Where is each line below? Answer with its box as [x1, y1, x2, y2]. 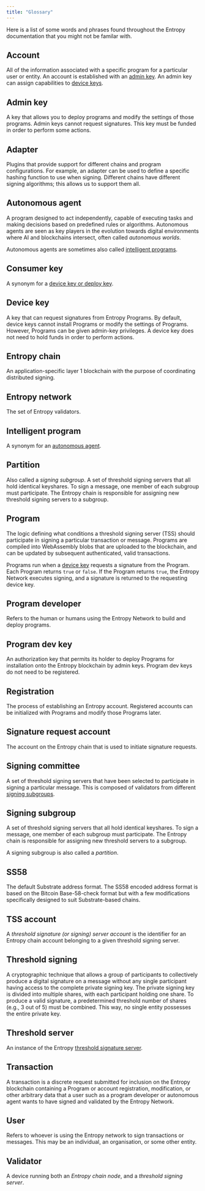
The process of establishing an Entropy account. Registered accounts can [6, 703, 193, 709]
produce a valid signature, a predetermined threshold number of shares [6, 996, 187, 1004]
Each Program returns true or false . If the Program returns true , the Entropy [6, 568, 199, 575]
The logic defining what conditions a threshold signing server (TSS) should [6, 530, 195, 537]
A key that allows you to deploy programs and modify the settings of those [6, 114, 195, 121]
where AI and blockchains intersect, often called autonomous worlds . [6, 234, 182, 241]
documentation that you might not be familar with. [6, 32, 133, 40]
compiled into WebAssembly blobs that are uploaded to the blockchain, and [6, 542, 197, 550]
